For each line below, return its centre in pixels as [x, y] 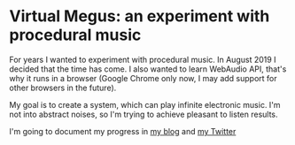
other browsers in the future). [63, 88]
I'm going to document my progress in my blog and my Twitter [123, 131]
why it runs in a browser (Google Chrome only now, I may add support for [143, 78]
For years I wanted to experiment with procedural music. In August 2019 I [143, 59]
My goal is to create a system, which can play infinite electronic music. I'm [145, 104]
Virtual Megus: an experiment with [140, 16]
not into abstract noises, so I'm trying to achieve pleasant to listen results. [144, 114]
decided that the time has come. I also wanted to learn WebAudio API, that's [148, 69]
